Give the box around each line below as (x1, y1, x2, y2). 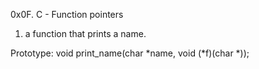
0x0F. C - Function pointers (10, 9, 124, 20)
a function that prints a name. (24, 28, 147, 39)
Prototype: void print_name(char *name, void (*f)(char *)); (10, 47, 250, 59)
